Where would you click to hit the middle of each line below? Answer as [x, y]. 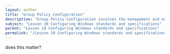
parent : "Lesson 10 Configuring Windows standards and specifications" [82, 28]
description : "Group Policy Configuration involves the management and [82, 19]
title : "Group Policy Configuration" [45, 14]
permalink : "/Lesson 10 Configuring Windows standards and [69, 33]
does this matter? [23, 47]
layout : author [21, 10]
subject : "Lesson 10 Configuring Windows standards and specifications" [83, 24]
